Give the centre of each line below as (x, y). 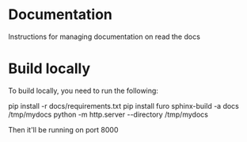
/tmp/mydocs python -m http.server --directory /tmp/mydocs (108, 114)
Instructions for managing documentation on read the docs (104, 36)
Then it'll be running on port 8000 (63, 129)
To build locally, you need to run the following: (83, 90)
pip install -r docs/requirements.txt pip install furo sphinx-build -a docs (124, 106)
